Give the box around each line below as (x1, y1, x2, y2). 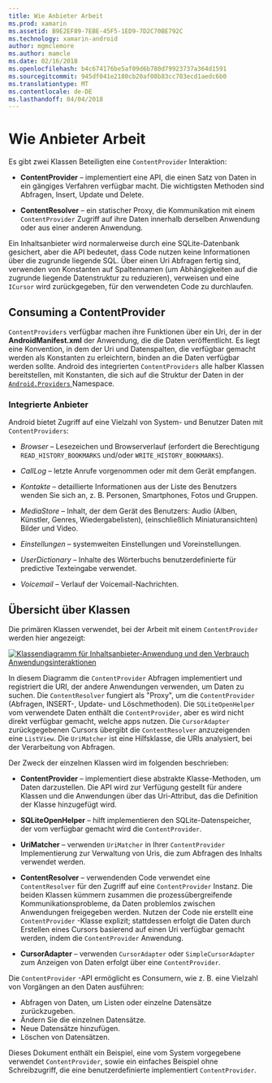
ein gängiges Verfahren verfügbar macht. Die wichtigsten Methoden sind (19, 181, 265, 191)
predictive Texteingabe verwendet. (19, 564, 137, 574)
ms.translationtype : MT (8, 80, 89, 88)
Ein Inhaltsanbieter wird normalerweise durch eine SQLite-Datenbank (8, 239, 240, 249)
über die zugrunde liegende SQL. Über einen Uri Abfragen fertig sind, (8, 256, 241, 266)
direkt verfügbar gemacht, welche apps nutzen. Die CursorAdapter (8, 717, 230, 726)
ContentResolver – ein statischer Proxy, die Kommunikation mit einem (19, 206, 256, 215)
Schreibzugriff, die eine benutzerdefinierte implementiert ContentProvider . (8, 1065, 257, 1075)
